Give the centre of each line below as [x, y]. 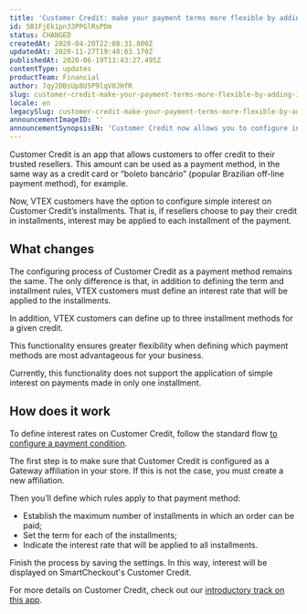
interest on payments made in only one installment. [106, 382]
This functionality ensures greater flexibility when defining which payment [149, 345]
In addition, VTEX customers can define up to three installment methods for [152, 318]
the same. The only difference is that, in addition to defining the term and [147, 281]
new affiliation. [37, 480]
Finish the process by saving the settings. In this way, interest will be [138, 562]
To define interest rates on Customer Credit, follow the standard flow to [143, 433]
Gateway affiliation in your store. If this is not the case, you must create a [147, 471]
